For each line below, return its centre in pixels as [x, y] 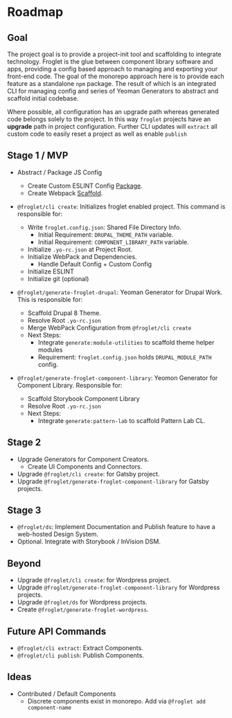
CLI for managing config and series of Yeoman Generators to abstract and [113, 91]
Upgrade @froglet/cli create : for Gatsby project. [88, 474]
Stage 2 [24, 443]
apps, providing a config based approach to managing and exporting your [113, 69]
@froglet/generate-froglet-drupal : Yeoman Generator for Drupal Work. [120, 292]
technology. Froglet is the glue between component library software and [110, 62]
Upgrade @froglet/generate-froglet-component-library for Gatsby [113, 481]
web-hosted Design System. [58, 535]
